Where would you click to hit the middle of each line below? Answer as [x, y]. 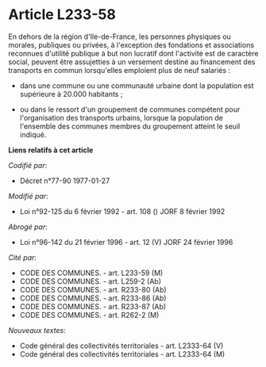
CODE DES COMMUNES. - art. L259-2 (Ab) [90, 281]
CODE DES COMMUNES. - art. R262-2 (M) [89, 315]
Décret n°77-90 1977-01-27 [65, 181]
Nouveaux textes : [37, 330]
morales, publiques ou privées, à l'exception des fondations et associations [131, 44]
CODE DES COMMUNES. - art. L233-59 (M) [91, 273]
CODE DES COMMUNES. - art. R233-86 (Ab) [93, 298]
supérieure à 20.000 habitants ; [71, 94]
